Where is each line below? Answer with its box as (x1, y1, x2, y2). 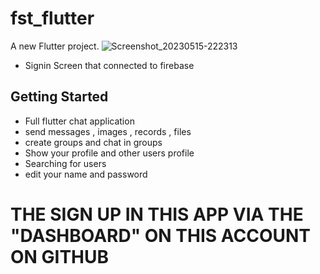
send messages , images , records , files (24, 125, 192, 137)
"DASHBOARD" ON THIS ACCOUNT (10, 224, 311, 247)
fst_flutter (10, 7, 95, 30)
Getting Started (10, 88, 109, 106)
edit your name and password (24, 168, 148, 180)
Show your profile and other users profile (24, 147, 195, 159)
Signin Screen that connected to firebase (24, 59, 195, 71)
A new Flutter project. (10, 40, 100, 52)
